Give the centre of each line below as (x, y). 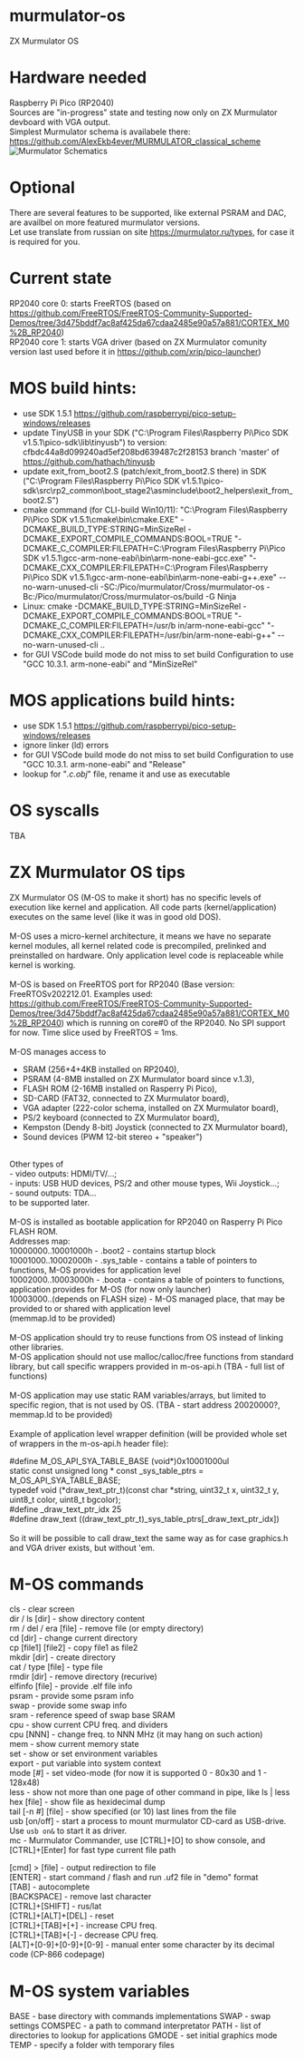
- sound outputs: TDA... (53, 1193)
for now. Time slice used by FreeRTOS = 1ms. (94, 1032)
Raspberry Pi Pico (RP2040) (62, 102)
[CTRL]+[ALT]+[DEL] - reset (62, 1916)
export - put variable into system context (85, 1763)
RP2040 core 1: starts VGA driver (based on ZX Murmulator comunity (138, 342)
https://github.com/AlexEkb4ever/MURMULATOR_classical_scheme (135, 141)
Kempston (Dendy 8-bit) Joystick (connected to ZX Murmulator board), (155, 1127)
